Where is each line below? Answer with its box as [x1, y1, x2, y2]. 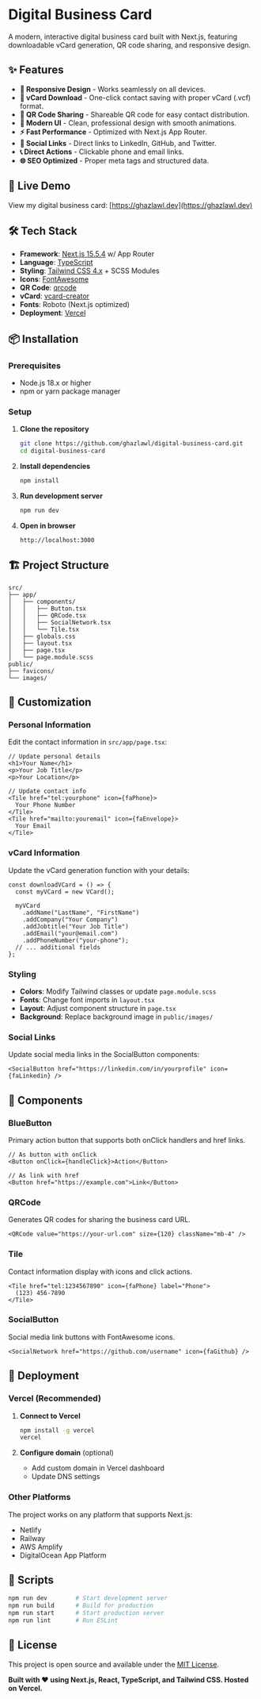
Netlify [19, 1525, 42, 1535]
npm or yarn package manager [19, 386, 121, 396]
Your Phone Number [15, 801, 77, 809]
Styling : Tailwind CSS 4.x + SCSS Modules [19, 266, 160, 275]
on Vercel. [8, 1683, 43, 1693]
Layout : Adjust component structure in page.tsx [19, 1003, 176, 1013]
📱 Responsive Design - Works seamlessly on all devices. [19, 84, 206, 94]
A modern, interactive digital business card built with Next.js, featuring [8, 32, 238, 41]
